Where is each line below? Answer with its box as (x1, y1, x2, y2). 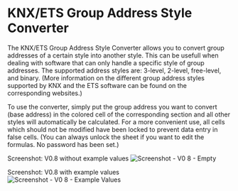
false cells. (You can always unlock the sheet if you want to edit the (7, 133, 205, 141)
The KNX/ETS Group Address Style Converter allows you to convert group (7, 43, 225, 52)
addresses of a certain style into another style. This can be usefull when (7, 51, 219, 60)
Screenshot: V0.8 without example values (7, 154, 129, 163)
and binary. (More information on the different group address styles (7, 73, 205, 82)
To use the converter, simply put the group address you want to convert (7, 102, 217, 111)
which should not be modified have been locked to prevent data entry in (7, 125, 218, 133)
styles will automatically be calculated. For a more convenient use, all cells (7, 117, 225, 126)
